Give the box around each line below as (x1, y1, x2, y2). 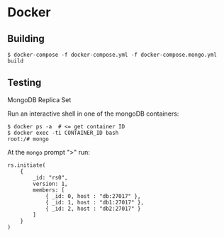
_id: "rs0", (33, 174, 69, 181)
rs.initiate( (7, 161, 46, 169)
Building (7, 33, 45, 45)
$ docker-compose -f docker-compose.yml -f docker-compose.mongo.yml (7, 51, 218, 58)
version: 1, (33, 180, 69, 187)
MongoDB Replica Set (7, 95, 72, 104)
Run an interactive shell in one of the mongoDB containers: (7, 109, 179, 118)
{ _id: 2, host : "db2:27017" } (45, 205, 141, 212)
